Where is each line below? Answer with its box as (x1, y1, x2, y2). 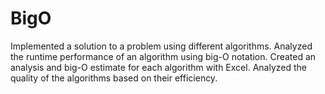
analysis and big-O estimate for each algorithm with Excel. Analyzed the (10, 61, 307, 73)
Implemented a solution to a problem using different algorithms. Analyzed (10, 40, 313, 52)
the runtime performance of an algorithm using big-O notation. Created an (10, 50, 317, 62)
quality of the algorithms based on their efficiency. (10, 72, 218, 84)
